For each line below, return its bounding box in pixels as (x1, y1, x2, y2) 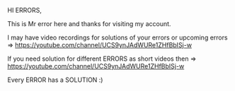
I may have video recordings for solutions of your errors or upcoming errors (7, 33, 228, 42)
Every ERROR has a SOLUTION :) (7, 75, 103, 84)
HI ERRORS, (7, 6, 42, 14)
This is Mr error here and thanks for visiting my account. (7, 20, 171, 28)
